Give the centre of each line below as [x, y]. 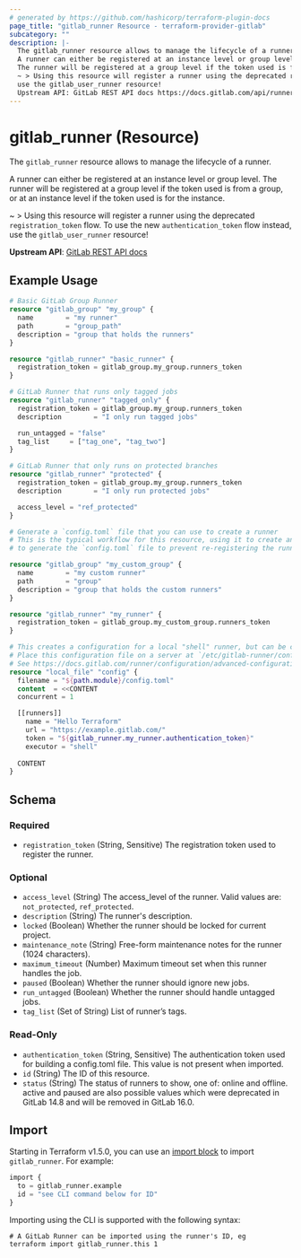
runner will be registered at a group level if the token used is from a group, [146, 188]
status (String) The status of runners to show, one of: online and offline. [155, 1083]
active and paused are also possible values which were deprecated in [150, 1092]
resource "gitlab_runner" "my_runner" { [86, 614]
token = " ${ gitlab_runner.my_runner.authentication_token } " [140, 738]
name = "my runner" [68, 318]
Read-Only [34, 1035]
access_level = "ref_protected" [78, 507]
